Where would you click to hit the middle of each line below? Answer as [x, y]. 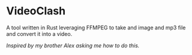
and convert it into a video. [39, 33]
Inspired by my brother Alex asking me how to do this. [73, 45]
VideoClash [36, 11]
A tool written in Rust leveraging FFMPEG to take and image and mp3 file [96, 27]
